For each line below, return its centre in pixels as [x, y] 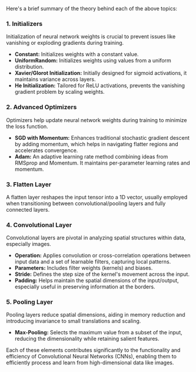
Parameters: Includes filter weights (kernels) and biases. [84, 268]
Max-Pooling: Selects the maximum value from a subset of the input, [98, 333]
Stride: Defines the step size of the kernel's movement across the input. [102, 274]
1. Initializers [24, 24]
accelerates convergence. [46, 150]
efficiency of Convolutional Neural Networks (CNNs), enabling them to [91, 357]
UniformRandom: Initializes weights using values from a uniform [93, 61]
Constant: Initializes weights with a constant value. [77, 54]
